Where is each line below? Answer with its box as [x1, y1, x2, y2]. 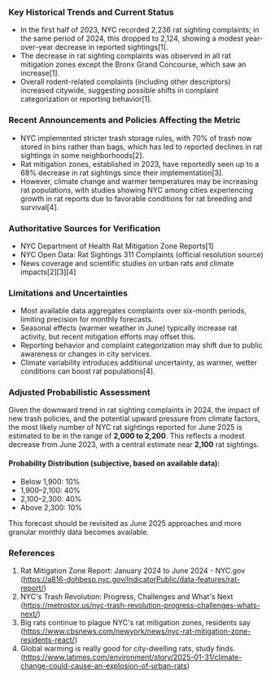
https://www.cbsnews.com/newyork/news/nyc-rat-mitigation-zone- [23, 626, 251, 636]
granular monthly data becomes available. [8, 527, 149, 537]
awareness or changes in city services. [20, 349, 152, 359]
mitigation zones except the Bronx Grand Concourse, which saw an [20, 59, 247, 69]
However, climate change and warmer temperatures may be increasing [20, 176, 259, 186]
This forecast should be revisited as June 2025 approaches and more [8, 518, 242, 528]
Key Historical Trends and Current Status [8, 7, 174, 18]
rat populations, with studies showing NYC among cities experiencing [20, 185, 254, 195]
